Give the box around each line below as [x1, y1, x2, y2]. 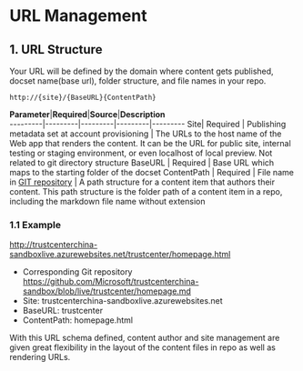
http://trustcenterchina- [9, 239, 98, 250]
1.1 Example [9, 218, 62, 231]
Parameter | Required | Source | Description [9, 109, 166, 119]
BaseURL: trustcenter [22, 306, 103, 316]
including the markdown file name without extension [9, 196, 206, 206]
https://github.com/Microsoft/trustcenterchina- [22, 276, 199, 287]
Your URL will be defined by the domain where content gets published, [9, 65, 275, 76]
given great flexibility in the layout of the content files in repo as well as [9, 342, 276, 353]
